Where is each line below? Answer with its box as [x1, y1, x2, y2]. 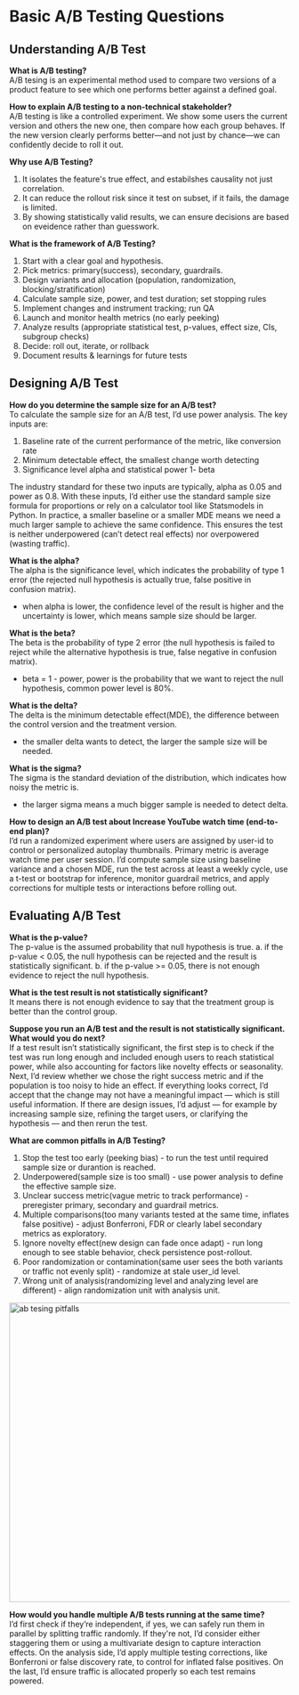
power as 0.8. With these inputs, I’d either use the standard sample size [9, 491, 271, 501]
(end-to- [246, 816, 279, 827]
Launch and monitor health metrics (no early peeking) [21, 312, 220, 322]
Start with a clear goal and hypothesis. [21, 255, 164, 266]
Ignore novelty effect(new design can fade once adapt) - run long [21, 1237, 263, 1248]
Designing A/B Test [9, 376, 118, 391]
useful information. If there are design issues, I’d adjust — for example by [9, 1099, 278, 1109]
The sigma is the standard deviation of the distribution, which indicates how [9, 772, 287, 783]
